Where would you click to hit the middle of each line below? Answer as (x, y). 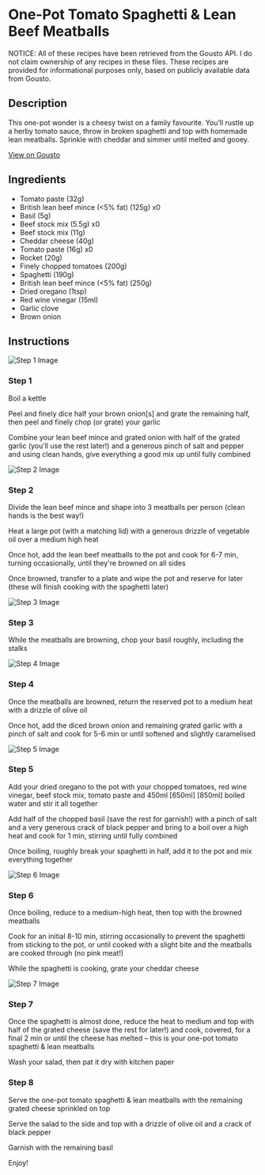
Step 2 (21, 490)
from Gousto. (30, 78)
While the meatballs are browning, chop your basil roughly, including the (126, 640)
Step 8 (21, 1082)
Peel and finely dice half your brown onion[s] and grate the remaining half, (129, 413)
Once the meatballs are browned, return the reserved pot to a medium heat (131, 702)
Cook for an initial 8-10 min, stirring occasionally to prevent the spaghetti (127, 937)
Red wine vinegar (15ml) (59, 299)
